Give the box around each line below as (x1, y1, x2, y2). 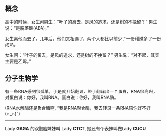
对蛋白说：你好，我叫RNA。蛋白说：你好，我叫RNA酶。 (5, 94, 119, 100)
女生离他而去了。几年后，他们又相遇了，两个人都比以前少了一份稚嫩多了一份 (5, 35, 161, 41)
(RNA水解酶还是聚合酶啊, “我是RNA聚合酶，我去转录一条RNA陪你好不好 (5, 105, 151, 111)
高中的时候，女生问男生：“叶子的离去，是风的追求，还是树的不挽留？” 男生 (5, 19, 158, 25)
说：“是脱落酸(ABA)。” (5, 25, 49, 31)
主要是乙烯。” (5, 58, 31, 64)
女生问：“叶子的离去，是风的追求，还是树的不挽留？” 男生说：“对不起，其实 (5, 52, 160, 58)
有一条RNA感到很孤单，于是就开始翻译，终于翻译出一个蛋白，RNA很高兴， (5, 88, 158, 94)
